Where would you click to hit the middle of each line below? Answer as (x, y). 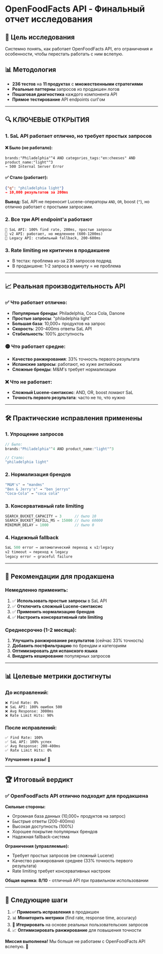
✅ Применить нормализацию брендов (53, 611)
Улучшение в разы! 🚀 (28, 759)
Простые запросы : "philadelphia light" (51, 318)
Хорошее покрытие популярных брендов (55, 831)
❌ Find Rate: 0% (22, 703)
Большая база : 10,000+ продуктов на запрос (59, 323)
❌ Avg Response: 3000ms (29, 711)
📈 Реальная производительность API (65, 287)
